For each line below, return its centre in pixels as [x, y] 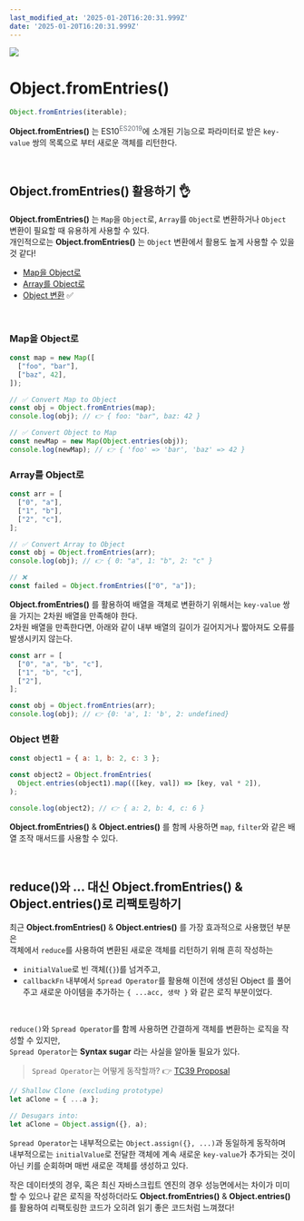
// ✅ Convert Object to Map [64, 433]
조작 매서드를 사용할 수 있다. [69, 838]
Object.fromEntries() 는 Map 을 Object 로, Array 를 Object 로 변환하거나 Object [148, 219]
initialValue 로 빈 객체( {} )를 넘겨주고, [92, 970]
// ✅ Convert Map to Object [64, 399]
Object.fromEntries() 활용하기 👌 [100, 192]
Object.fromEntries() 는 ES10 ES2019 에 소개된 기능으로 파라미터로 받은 [135, 130]
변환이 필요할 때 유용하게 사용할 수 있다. [79, 230]
